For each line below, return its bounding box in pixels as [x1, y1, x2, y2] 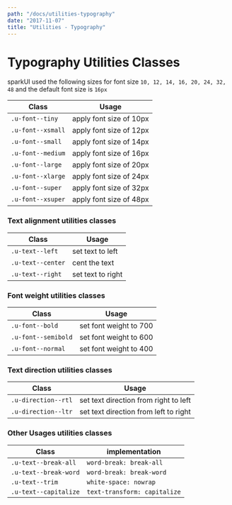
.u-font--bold [11, 321, 59, 330]
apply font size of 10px [71, 114, 149, 124]
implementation [106, 446, 161, 456]
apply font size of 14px [71, 137, 149, 147]
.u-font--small [11, 138, 62, 146]
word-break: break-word [86, 468, 167, 476]
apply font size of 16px [71, 148, 149, 158]
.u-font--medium [11, 150, 66, 157]
